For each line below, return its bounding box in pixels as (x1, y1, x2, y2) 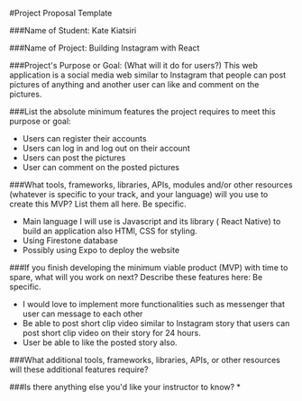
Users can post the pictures (22, 152, 126, 163)
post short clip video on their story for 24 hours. (22, 328, 201, 338)
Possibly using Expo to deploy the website (22, 245, 180, 255)
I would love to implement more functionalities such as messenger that (22, 299, 286, 309)
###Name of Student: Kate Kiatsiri (9, 25, 137, 35)
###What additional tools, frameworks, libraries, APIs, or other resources (9, 355, 281, 365)
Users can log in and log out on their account (22, 143, 191, 153)
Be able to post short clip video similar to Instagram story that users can (22, 318, 290, 328)
